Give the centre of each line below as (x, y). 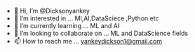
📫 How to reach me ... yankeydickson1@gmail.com (88, 41)
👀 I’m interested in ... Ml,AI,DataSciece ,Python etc (86, 18)
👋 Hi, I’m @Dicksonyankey (52, 11)
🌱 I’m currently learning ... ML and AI (67, 26)
